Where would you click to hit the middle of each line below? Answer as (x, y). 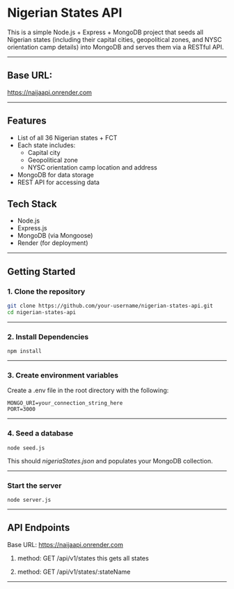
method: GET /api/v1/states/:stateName (74, 572)
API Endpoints (39, 528)
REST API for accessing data (58, 182)
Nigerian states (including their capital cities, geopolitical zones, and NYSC (115, 39)
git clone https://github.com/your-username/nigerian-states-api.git (110, 306)
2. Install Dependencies (48, 336)
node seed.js (26, 448)
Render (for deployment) (53, 243)
